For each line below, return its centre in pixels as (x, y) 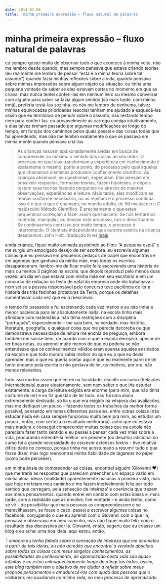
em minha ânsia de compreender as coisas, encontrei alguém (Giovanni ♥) (82, 468)
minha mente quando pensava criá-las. (45, 142)
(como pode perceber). (29, 458)
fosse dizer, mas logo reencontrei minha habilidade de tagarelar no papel (80, 453)
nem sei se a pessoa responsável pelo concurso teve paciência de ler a (78, 287)
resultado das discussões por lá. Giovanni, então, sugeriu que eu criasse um (83, 526)
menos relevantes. (24, 370)
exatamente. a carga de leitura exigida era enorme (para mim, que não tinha (82, 390)
